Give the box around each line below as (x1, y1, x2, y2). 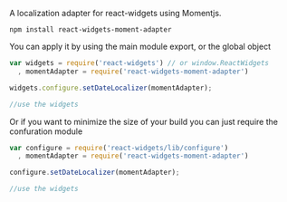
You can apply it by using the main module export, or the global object (9, 41, 272, 52)
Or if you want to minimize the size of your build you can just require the (9, 116, 279, 127)
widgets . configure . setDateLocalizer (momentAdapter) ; (9, 83, 213, 92)
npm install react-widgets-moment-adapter (9, 25, 172, 34)
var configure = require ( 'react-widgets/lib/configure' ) (9, 143, 229, 152)
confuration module (9, 126, 83, 137)
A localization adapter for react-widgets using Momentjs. (9, 8, 222, 18)
